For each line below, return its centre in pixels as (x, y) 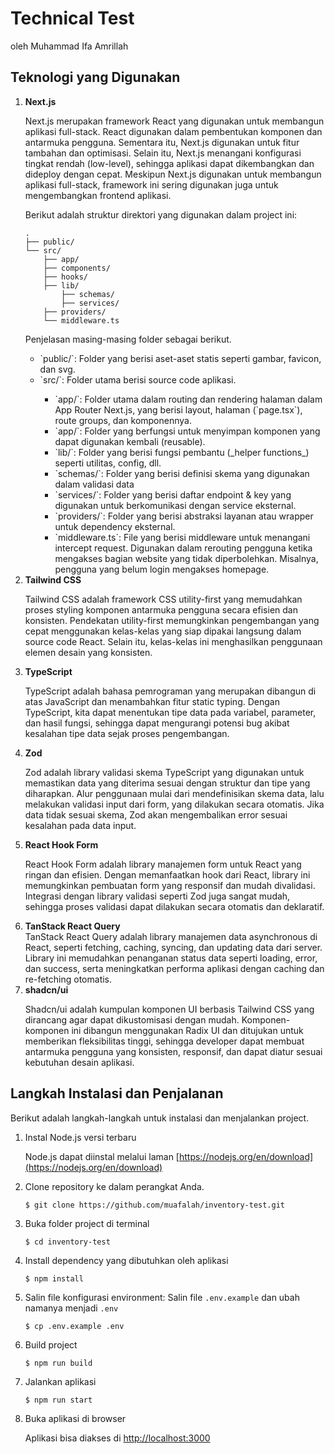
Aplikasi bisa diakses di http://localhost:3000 (117, 1438)
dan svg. (57, 369)
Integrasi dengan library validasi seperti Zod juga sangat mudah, (157, 896)
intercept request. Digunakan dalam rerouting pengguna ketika (183, 548)
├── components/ (77, 268)
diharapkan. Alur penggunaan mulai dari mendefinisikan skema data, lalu (174, 793)
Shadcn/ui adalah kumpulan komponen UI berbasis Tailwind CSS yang (169, 1009)
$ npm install (54, 1278)
